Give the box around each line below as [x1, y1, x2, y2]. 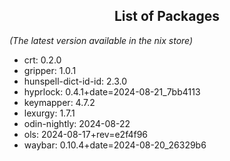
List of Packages [114, 8, 220, 25]
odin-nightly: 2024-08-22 [23, 117, 131, 129]
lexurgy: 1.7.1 [23, 107, 76, 119]
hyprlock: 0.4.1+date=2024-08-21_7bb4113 [23, 85, 201, 98]
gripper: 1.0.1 [23, 64, 77, 76]
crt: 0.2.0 [23, 54, 62, 66]
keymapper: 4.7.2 [23, 96, 96, 108]
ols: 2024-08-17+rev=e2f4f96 [23, 128, 149, 140]
